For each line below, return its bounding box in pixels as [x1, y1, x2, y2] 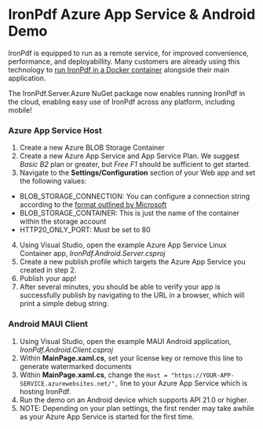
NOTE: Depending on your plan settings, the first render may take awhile [19, 403, 254, 412]
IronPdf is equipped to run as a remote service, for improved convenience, [8, 48, 249, 57]
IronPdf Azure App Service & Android [8, 6, 256, 24]
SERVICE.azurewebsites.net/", [19, 379, 119, 387]
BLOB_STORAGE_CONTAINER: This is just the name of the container [19, 209, 240, 218]
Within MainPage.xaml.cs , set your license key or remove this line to [19, 353, 243, 363]
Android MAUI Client [8, 319, 89, 330]
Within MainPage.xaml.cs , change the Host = [19, 370, 168, 379]
